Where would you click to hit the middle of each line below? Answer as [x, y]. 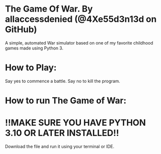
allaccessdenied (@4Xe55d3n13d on [81, 19]
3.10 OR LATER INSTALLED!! [62, 133]
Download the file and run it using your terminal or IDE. [60, 146]
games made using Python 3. [34, 48]
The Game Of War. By [49, 9]
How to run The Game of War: [66, 101]
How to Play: [31, 68]
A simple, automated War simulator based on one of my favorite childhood [79, 43]
